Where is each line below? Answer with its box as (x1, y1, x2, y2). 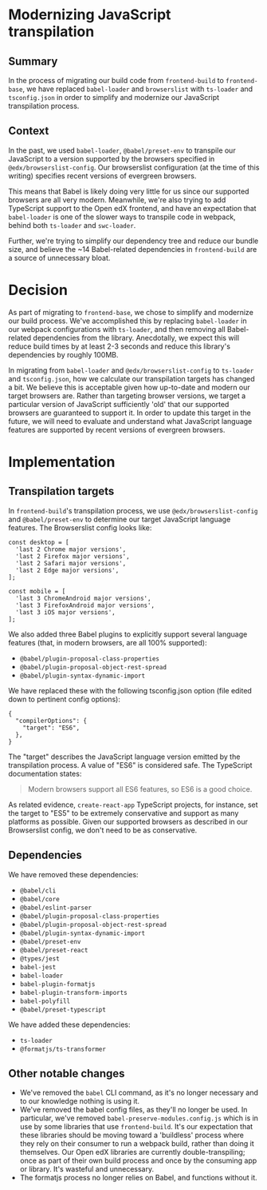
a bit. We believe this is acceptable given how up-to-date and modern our (8, 382, 251, 392)
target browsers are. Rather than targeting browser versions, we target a (8, 390, 246, 401)
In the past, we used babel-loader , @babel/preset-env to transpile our (8, 146, 237, 155)
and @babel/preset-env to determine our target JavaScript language (8, 514, 231, 524)
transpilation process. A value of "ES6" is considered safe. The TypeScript (8, 760, 253, 769)
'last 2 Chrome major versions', (15, 545, 127, 553)
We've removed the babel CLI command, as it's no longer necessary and (19, 1088, 259, 1097)
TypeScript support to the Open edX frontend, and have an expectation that (8, 203, 257, 213)
